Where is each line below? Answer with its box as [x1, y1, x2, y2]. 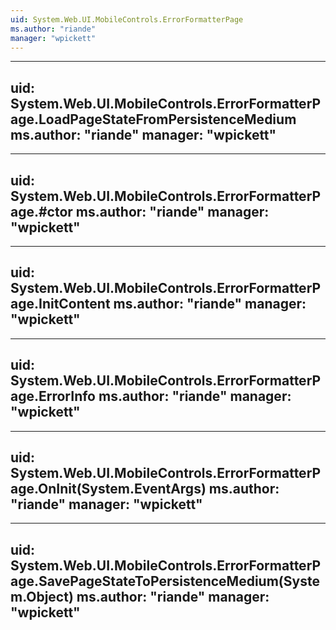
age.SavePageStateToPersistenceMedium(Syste [10, 572, 320, 590]
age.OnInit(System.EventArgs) [10, 481, 207, 498]
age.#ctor [10, 203, 73, 220]
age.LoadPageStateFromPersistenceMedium [10, 111, 297, 128]
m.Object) [10, 588, 74, 605]
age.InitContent [10, 296, 111, 313]
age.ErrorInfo [10, 388, 96, 405]
